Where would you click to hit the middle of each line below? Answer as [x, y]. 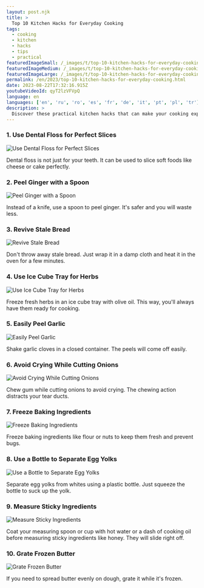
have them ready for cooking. [43, 308]
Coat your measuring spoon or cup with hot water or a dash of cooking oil [99, 531]
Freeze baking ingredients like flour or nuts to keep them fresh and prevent [100, 437]
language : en [23, 97]
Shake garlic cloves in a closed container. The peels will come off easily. [97, 349]
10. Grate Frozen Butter [41, 553]
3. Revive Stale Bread [38, 229]
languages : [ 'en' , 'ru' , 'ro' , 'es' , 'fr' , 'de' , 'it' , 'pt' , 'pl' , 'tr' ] [103, 102]
